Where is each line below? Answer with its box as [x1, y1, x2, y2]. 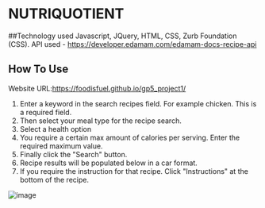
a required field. [19, 107, 72, 117]
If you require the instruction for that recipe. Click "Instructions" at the [19, 166, 248, 175]
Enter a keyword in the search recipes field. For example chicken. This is [19, 98, 257, 108]
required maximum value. [19, 141, 103, 151]
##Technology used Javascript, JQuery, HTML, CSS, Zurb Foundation [8, 31, 237, 40]
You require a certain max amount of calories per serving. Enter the [19, 133, 240, 142]
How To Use [8, 63, 69, 76]
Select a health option [19, 124, 92, 133]
